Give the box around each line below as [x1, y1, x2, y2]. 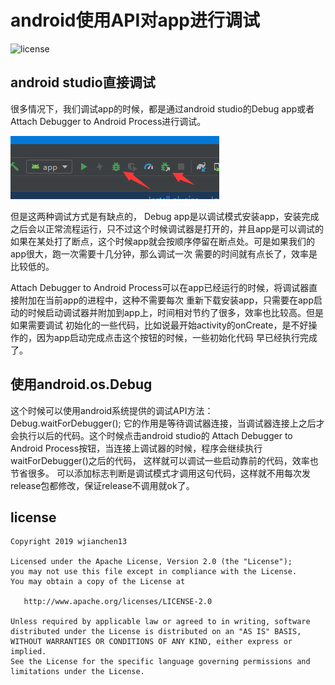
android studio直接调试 [10, 74, 156, 91]
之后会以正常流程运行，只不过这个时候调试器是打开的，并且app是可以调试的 [10, 222, 325, 235]
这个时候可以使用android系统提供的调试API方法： [10, 404, 214, 416]
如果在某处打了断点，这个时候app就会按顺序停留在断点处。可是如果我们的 [10, 235, 316, 247]
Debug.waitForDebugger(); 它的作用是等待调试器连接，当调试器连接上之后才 [10, 417, 325, 429]
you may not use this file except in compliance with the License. [10, 567, 298, 577]
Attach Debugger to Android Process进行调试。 [10, 115, 207, 127]
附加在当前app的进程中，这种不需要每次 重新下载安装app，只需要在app [18, 294, 314, 306]
